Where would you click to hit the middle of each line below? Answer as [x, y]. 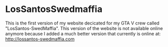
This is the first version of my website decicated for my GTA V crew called [82, 23]
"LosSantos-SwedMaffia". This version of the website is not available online [84, 28]
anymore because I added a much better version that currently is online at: [83, 33]
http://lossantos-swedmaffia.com [40, 39]
